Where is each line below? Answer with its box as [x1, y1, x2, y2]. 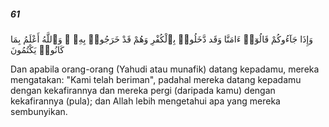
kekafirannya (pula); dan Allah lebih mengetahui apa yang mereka [10, 95, 281, 107]
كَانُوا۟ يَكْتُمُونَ [10, 43, 65, 55]
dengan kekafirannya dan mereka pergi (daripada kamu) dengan [10, 84, 276, 96]
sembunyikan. [10, 105, 68, 117]
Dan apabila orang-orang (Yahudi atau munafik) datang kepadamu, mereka [10, 63, 320, 75]
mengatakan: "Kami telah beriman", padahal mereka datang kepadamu [10, 73, 302, 85]
